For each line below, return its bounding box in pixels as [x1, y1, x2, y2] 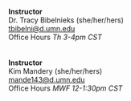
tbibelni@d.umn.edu [8, 24, 76, 33]
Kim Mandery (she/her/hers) [8, 67, 103, 75]
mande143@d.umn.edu [8, 75, 86, 84]
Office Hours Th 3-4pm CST [8, 32, 103, 42]
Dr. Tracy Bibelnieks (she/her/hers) [8, 15, 125, 25]
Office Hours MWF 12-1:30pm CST [8, 83, 123, 93]
